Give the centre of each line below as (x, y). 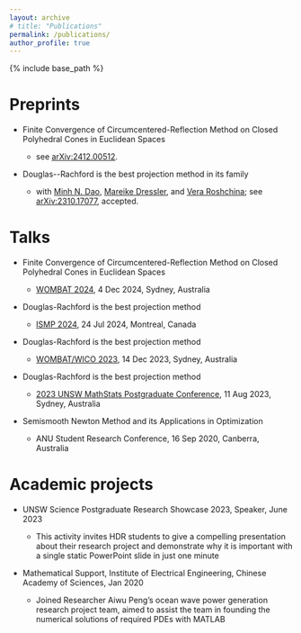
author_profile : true (50, 43)
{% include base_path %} (57, 68)
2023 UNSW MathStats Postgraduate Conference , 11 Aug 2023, (153, 394)
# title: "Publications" (56, 26)
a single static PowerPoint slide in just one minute (128, 556)
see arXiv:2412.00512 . (77, 157)
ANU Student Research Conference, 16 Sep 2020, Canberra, (147, 439)
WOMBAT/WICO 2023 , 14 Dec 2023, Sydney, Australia (137, 359)
